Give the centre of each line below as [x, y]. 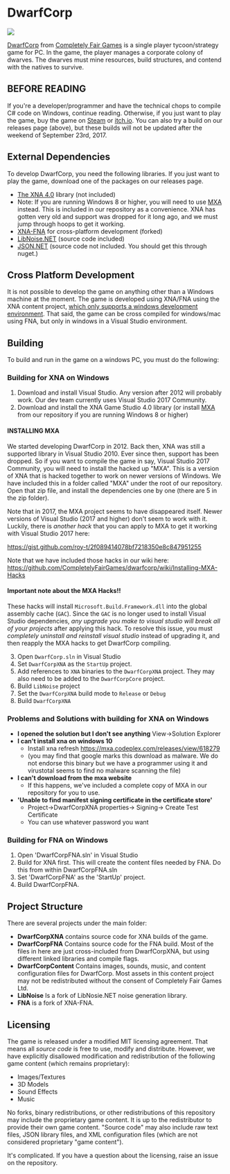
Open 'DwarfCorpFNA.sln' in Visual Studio [78, 855]
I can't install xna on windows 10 [65, 741]
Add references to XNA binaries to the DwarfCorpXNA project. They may [116, 671]
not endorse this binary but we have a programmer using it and [117, 763]
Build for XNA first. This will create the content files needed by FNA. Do [119, 863]
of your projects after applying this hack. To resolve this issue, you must [110, 628]
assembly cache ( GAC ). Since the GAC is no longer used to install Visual [107, 613]
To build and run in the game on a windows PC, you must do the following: [113, 360]
